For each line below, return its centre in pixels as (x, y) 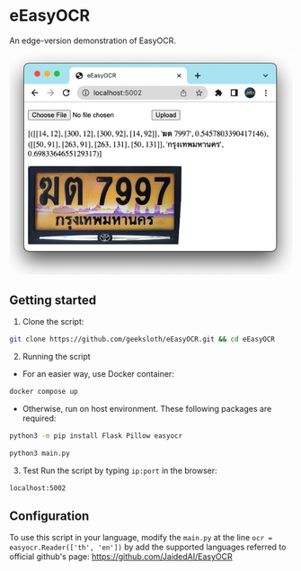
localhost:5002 (38, 488)
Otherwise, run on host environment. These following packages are (147, 408)
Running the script (57, 356)
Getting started (53, 300)
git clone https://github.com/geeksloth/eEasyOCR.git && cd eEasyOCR (142, 339)
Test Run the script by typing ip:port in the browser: (120, 470)
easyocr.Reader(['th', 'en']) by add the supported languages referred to (148, 547)
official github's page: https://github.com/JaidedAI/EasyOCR (121, 557)
